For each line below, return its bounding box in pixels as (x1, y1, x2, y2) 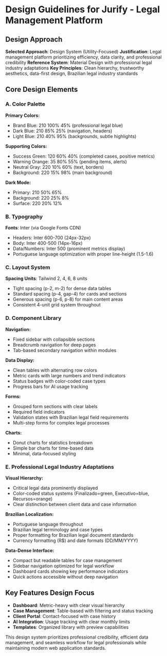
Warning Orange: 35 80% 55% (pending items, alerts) (12, 158, 127, 165)
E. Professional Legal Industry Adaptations (5, 463, 114, 470)
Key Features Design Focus (5, 589, 95, 597)
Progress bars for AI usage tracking (12, 383, 88, 390)
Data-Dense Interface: (5, 547, 54, 553)
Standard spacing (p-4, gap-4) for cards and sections (12, 291, 127, 297)
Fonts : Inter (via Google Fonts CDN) (5, 224, 81, 230)
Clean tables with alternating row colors (12, 367, 98, 373)
